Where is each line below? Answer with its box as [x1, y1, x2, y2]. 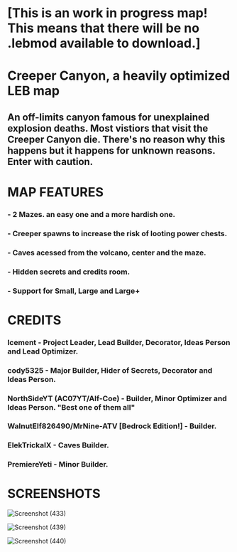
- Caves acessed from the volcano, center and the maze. [7, 248, 207, 258]
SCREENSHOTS [7, 486, 101, 502]
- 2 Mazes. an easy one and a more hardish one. [7, 209, 176, 219]
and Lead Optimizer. [7, 346, 79, 356]
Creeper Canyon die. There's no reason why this [7, 133, 226, 145]
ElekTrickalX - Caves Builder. [7, 440, 110, 450]
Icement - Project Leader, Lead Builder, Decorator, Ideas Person [7, 337, 231, 347]
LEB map [7, 83, 60, 99]
